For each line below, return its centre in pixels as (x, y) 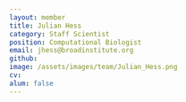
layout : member (38, 17)
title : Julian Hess (46, 26)
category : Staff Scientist (59, 34)
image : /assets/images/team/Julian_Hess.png (93, 67)
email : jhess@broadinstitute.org (72, 51)
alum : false (31, 83)
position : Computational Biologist (76, 42)
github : (24, 59)
